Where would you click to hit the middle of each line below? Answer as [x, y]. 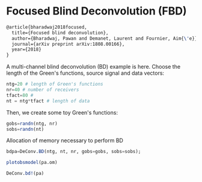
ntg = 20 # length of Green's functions [55, 84]
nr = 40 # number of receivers [43, 90]
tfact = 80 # [20, 95]
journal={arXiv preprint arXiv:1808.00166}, [68, 44]
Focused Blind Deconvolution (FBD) [97, 11]
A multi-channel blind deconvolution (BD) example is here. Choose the [93, 67]
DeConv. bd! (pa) [25, 174]
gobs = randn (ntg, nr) [32, 124]
